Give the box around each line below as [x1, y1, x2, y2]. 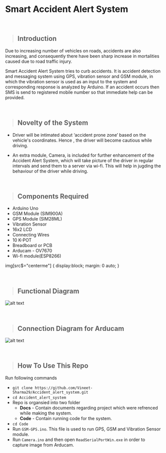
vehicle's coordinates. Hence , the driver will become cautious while [12, 137, 153, 143]
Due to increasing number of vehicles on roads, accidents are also [5, 47, 141, 53]
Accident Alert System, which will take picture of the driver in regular [12, 157, 154, 163]
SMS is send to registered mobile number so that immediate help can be [5, 89, 153, 95]
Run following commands [5, 375, 57, 381]
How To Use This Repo [17, 362, 88, 370]
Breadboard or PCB [12, 242, 53, 248]
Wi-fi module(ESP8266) [12, 253, 62, 259]
